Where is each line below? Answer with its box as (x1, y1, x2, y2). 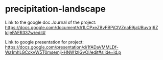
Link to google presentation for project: (5, 39, 84, 45)
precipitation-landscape (5, 3, 106, 15)
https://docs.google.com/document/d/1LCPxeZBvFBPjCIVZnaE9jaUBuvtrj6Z (5, 24, 158, 30)
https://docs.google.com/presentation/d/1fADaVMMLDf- (5, 44, 119, 50)
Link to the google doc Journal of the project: (5, 19, 96, 25)
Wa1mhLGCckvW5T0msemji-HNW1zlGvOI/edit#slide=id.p (5, 49, 121, 55)
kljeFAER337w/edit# (5, 30, 46, 35)
